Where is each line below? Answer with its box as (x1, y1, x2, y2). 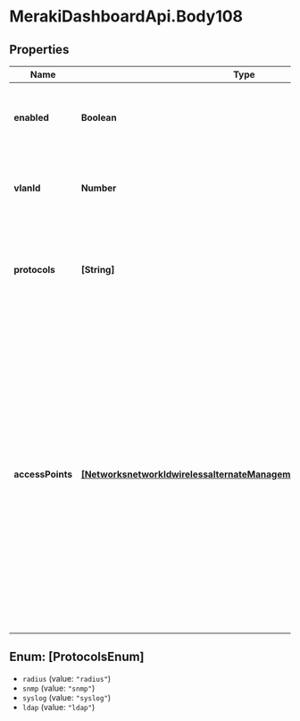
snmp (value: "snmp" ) (21, 683, 96, 693)
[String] (80, 264, 115, 276)
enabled (13, 112, 49, 123)
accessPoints (13, 468, 73, 480)
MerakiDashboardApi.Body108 (9, 6, 244, 27)
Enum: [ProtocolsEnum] (9, 649, 145, 665)
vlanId (13, 182, 41, 194)
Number (80, 182, 117, 194)
